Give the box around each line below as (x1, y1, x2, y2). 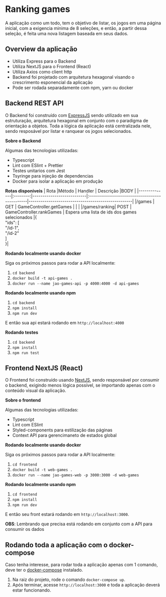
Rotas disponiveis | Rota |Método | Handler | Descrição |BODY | (5, 188, 136, 194)
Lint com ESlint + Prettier (12, 162, 63, 168)
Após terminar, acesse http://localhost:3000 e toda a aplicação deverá (12, 582, 160, 588)
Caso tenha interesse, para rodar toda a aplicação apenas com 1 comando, (5, 562, 158, 568)
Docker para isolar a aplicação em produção (12, 178, 103, 184)
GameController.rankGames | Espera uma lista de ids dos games (5, 209, 137, 215)
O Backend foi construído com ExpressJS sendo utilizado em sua (5, 112, 139, 118)
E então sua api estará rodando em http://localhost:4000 (5, 319, 124, 325)
